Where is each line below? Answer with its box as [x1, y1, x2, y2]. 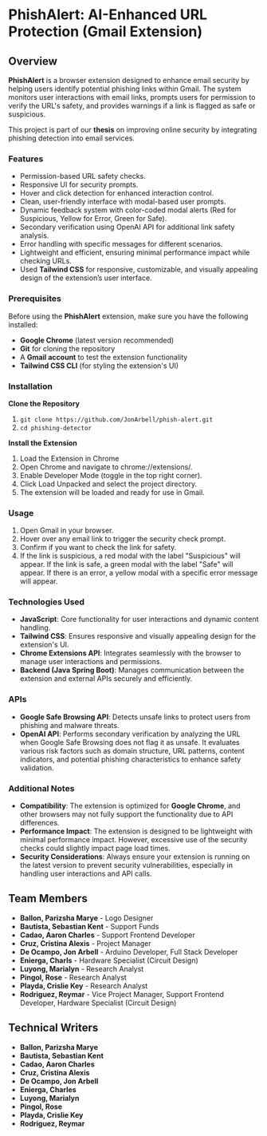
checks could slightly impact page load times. [19, 844, 171, 853]
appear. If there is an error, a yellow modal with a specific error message [19, 568, 258, 578]
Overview [8, 54, 58, 68]
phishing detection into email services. [8, 133, 135, 143]
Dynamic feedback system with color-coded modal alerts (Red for [19, 205, 237, 215]
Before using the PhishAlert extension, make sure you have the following [8, 311, 249, 321]
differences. [19, 818, 60, 828]
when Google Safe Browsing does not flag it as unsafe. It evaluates [19, 737, 241, 747]
